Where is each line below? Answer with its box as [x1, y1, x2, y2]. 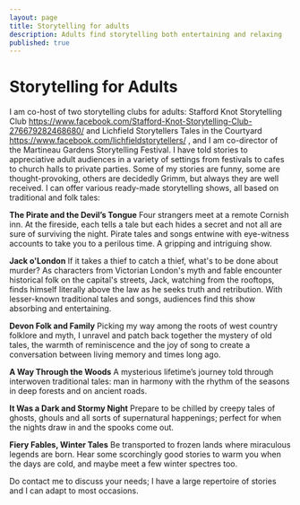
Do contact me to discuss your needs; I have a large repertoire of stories [9, 476, 277, 487]
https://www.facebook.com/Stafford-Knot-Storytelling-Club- [28, 116, 253, 126]
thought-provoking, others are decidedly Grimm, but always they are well [9, 173, 279, 184]
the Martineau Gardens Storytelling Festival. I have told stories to [9, 144, 248, 155]
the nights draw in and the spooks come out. [9, 422, 175, 433]
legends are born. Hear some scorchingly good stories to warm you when [9, 449, 282, 460]
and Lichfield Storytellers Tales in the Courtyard [86, 126, 262, 136]
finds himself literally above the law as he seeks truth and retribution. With [9, 284, 283, 295]
